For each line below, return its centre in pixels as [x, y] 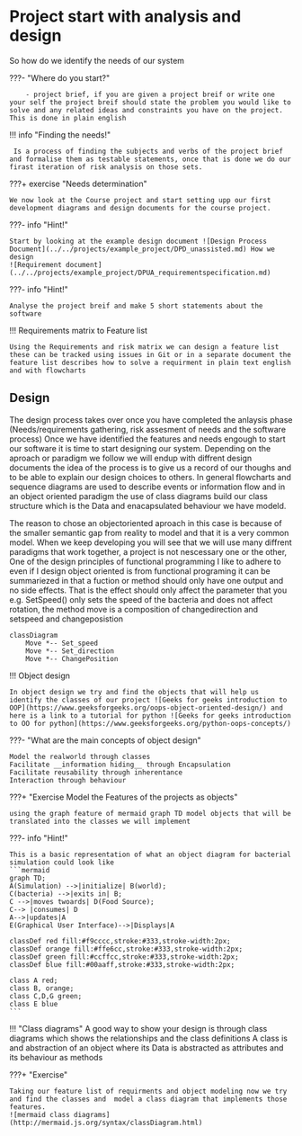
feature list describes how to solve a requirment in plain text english [151, 362]
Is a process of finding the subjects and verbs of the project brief [148, 151]
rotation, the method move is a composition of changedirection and [134, 609]
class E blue [34, 1004]
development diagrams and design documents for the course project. [140, 208]
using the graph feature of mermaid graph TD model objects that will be [151, 813]
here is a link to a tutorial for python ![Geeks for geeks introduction [151, 716]
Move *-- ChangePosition [72, 658]
